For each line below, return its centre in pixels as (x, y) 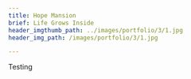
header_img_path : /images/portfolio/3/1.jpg (83, 38)
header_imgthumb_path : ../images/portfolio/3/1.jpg (95, 30)
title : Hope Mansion (43, 15)
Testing (21, 67)
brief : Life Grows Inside (51, 23)
